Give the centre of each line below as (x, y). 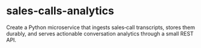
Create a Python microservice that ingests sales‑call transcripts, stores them (101, 27)
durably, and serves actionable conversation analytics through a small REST (100, 33)
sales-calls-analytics (60, 11)
